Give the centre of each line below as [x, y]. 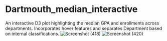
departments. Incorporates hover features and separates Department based [84, 28]
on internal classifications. [32, 33]
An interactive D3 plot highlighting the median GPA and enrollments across [82, 23]
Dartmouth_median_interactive [71, 9]
